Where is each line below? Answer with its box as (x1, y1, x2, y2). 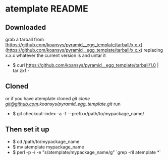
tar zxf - (12, 67, 30, 73)
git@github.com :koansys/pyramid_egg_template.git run (5, 101, 121, 107)
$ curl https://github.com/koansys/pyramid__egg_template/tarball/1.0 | (12, 62, 159, 68)
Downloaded (5, 23, 46, 32)
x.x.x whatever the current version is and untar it (5, 52, 106, 58)
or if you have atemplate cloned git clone (5, 95, 90, 101)
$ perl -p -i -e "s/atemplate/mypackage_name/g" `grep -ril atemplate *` (12, 149, 161, 155)
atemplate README (5, 3, 88, 15)
